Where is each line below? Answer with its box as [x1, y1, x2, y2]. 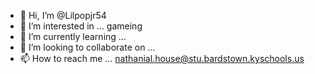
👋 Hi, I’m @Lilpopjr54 [19, 10, 107, 21]
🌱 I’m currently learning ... [19, 31, 127, 42]
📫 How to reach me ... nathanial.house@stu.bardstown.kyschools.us [19, 53, 305, 64]
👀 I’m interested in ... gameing [19, 20, 143, 32]
